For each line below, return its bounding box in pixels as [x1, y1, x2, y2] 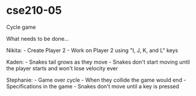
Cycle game [6, 23, 36, 31]
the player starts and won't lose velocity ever [6, 64, 118, 72]
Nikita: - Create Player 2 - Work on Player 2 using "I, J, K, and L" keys [6, 46, 179, 54]
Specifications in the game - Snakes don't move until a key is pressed [6, 82, 180, 90]
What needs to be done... [6, 35, 69, 42]
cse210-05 [6, 4, 62, 17]
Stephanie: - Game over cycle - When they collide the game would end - [6, 76, 186, 83]
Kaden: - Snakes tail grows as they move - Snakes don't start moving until [6, 58, 190, 65]
